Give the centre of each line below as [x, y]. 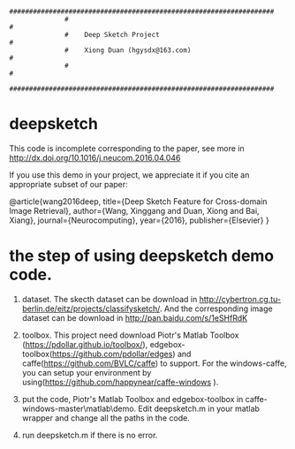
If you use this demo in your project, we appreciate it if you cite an [129, 175]
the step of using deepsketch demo [142, 256]
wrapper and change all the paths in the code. [106, 418]
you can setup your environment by [87, 372]
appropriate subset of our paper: [68, 184]
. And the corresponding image [216, 308]
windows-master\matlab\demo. [79, 408]
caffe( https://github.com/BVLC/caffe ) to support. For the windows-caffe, [154, 363]
